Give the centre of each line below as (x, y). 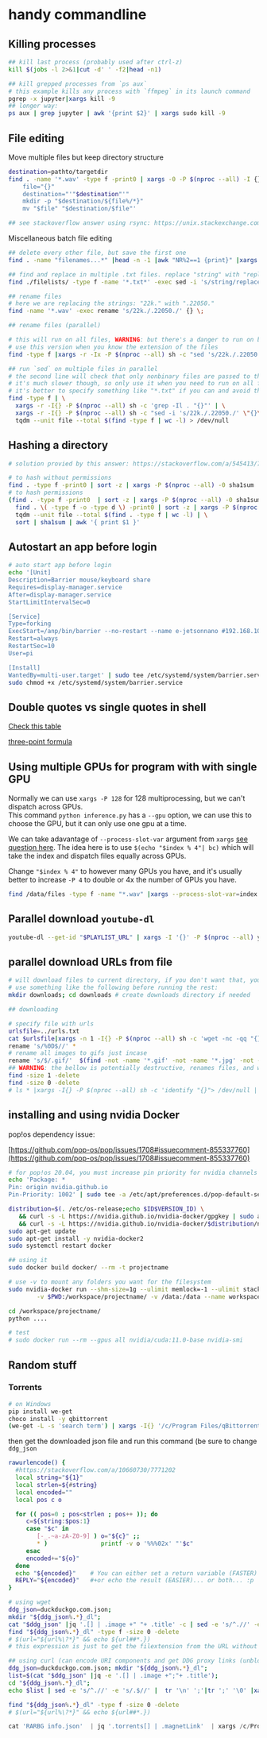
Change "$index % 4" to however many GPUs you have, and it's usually (125, 871)
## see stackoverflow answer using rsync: (79, 223)
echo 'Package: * (37, 1180)
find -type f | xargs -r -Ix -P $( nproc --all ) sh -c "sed (106, 354)
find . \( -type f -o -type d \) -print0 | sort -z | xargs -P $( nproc (137, 507)
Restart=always (33, 639)
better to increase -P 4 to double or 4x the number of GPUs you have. (122, 880)
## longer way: (33, 106)
